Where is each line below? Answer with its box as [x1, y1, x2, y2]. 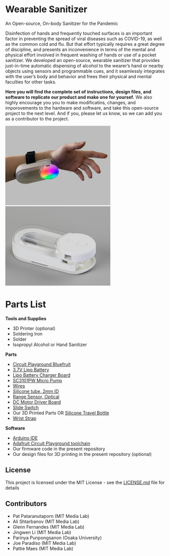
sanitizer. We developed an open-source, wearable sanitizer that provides [5, 57, 160, 63]
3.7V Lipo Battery [12, 366, 49, 373]
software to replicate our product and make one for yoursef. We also [5, 94, 153, 100]
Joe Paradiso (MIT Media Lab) [12, 540, 76, 546]
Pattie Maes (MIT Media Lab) [12, 545, 74, 551]
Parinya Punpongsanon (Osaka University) [12, 535, 102, 541]
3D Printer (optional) [12, 325, 56, 331]
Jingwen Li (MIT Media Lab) [12, 529, 72, 535]
